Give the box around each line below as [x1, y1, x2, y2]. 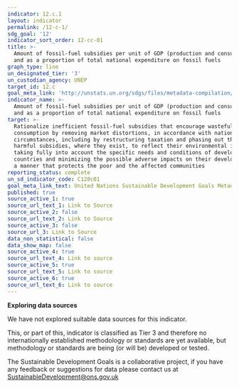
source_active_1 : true [7, 195, 75, 203]
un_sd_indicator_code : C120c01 [7, 176, 100, 183]
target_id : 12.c [7, 83, 55, 90]
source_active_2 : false [7, 209, 78, 216]
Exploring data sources [7, 301, 78, 309]
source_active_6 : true [7, 274, 75, 281]
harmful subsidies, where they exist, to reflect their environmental [14, 143, 228, 150]
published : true [7, 189, 55, 196]
